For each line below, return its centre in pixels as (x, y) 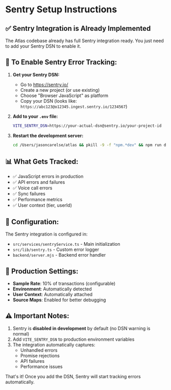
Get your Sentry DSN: (36, 74)
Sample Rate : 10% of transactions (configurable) (64, 284)
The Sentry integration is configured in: (46, 234)
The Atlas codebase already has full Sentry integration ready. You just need (85, 41)
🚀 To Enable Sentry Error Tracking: (61, 62)
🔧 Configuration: (32, 222)
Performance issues (41, 366)
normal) (21, 334)
